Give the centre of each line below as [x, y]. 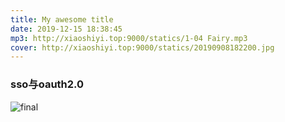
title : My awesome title [62, 19]
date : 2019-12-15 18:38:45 [66, 29]
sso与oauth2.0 [47, 84]
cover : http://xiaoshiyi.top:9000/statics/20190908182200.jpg [142, 47]
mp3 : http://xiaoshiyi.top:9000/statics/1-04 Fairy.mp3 [129, 38]
